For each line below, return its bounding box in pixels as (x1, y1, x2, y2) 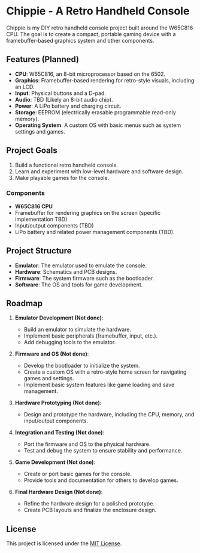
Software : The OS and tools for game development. (14, 281, 143, 288)
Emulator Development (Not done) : (14, 314, 104, 321)
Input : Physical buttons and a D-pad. (14, 89, 107, 97)
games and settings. (23, 375, 74, 382)
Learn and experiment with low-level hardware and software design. (14, 167, 184, 175)
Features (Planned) (6, 54, 80, 64)
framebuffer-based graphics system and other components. (6, 37, 154, 44)
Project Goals (6, 146, 58, 156)
